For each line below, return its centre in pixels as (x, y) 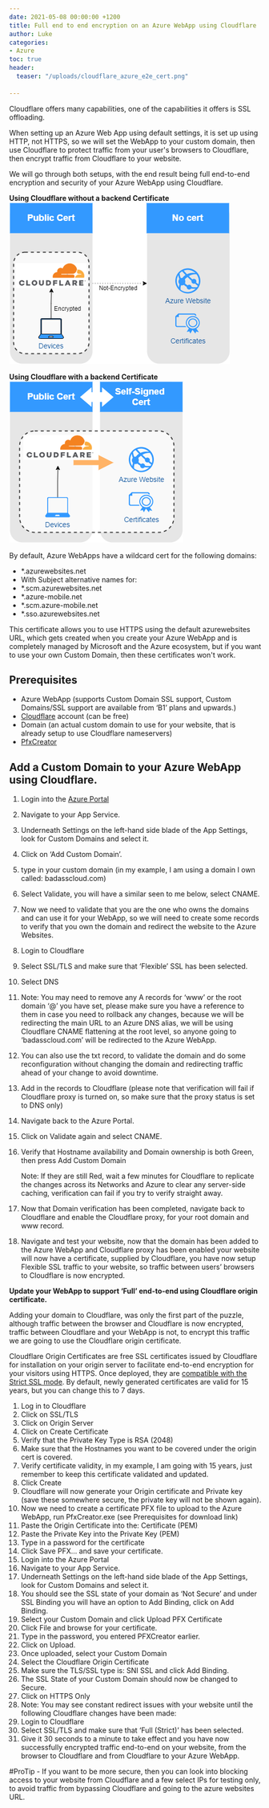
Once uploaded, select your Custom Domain (94, 1654)
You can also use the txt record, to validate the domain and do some (133, 1055)
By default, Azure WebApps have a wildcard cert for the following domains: (133, 555)
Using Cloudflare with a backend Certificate (84, 377)
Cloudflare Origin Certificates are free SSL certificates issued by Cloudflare (133, 1357)
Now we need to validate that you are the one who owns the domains (135, 910)
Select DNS (40, 982)
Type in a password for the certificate (82, 1543)
